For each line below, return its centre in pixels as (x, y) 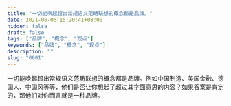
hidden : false (27, 26)
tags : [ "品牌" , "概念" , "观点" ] (51, 39)
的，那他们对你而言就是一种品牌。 (55, 95)
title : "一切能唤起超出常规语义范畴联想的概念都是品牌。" (80, 13)
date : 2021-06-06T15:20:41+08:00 (55, 20)
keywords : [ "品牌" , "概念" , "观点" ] (56, 45)
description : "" (30, 52)
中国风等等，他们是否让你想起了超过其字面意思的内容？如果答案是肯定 (124, 87)
